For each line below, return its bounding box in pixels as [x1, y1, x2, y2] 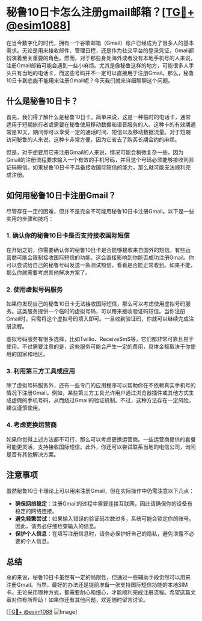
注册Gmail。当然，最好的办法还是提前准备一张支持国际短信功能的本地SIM [6, 581, 188, 589]
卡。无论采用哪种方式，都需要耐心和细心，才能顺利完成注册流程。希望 [6, 589, 180, 596]
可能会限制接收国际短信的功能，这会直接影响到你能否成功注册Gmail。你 [16, 254, 194, 261]
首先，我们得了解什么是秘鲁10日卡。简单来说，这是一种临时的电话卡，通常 [6, 113, 191, 120]
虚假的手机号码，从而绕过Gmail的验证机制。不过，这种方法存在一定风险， [11, 397, 194, 404]
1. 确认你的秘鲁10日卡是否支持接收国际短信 [6, 231, 130, 240]
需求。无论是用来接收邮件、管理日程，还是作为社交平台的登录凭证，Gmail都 [6, 46, 194, 54]
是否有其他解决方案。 [6, 450, 59, 457]
